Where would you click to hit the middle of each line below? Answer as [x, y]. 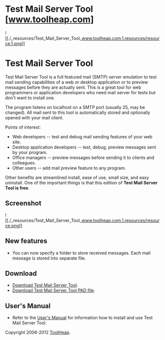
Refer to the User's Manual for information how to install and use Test [82, 318]
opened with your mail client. [34, 118]
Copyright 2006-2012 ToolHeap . [38, 333]
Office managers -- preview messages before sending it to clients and [83, 157]
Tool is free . [17, 188]
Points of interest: [23, 127]
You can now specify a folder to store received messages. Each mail [81, 253]
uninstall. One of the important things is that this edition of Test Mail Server [82, 183]
